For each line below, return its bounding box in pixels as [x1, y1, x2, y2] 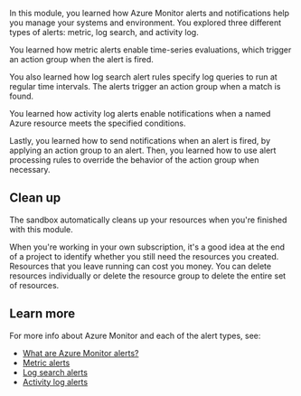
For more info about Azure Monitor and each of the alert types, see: [9, 330, 261, 341]
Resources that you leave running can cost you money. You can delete [9, 260, 272, 271]
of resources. [9, 279, 60, 290]
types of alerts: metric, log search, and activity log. [9, 27, 199, 37]
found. [9, 90, 34, 101]
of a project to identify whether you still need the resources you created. [9, 250, 279, 261]
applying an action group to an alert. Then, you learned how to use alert [9, 145, 277, 156]
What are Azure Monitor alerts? [22, 347, 139, 358]
